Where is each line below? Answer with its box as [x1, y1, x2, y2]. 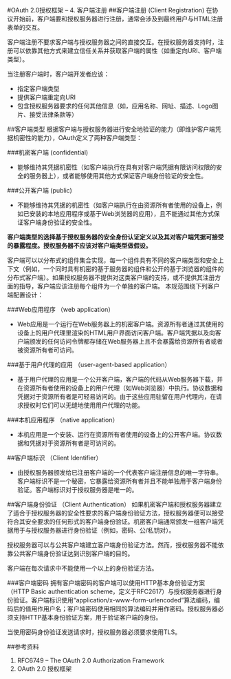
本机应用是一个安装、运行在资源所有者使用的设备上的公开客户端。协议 [16, 431, 217, 438]
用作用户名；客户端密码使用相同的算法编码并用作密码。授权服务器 [30, 604, 218, 613]
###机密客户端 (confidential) [7, 148, 89, 157]
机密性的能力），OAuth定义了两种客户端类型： [12, 134, 143, 141]
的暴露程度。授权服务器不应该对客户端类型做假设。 [7, 242, 152, 250]
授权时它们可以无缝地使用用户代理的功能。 [23, 401, 144, 409]
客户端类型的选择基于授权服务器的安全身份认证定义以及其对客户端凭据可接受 [7, 233, 224, 241]
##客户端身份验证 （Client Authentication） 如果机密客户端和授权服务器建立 [7, 500, 222, 509]
